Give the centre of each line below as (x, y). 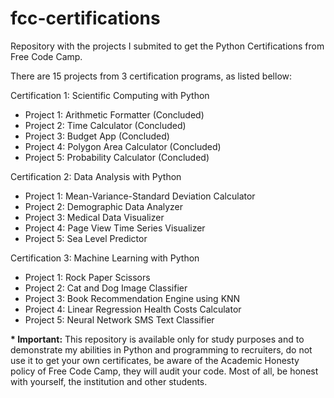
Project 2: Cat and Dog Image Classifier (106, 288)
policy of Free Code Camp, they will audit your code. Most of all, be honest (164, 371)
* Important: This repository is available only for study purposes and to (157, 339)
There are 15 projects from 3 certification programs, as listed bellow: (151, 76)
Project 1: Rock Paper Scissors (87, 277)
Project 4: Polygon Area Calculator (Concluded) (123, 146)
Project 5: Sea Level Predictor (86, 238)
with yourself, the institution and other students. (109, 381)
